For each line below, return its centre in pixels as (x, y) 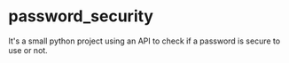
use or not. (28, 50)
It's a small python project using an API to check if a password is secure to (144, 41)
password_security (81, 16)
